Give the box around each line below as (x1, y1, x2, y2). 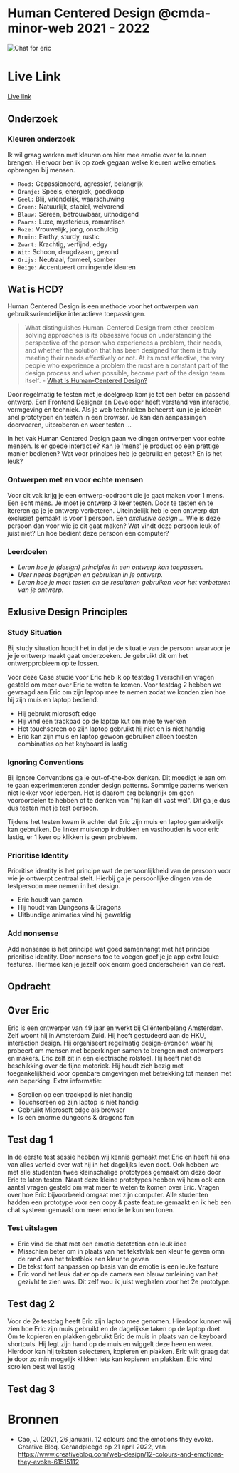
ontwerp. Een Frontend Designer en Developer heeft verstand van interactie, (7, 397, 231, 407)
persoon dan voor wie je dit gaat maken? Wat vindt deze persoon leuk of (7, 521, 221, 530)
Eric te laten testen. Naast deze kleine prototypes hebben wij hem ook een (7, 1175, 225, 1184)
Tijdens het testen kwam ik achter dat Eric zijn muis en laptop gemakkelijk (7, 817, 224, 826)
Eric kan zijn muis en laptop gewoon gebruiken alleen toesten (17, 732, 198, 740)
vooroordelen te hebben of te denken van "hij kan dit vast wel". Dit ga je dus (7, 796, 230, 804)
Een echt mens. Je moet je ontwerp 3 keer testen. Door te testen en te (7, 499, 213, 507)
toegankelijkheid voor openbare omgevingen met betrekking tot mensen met (7, 1068, 232, 1077)
